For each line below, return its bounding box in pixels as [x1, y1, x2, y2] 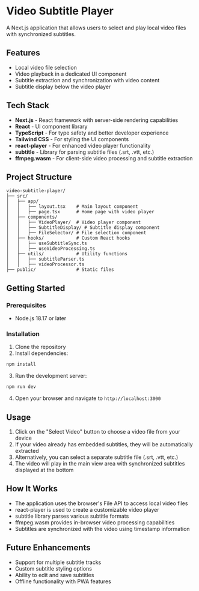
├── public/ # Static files [6, 267, 114, 273]
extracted [14, 447, 39, 454]
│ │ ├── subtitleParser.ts [6, 256, 85, 262]
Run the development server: [14, 372, 87, 380]
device [14, 434, 32, 441]
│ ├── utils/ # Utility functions [6, 251, 128, 257]
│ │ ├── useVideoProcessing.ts [6, 246, 96, 252]
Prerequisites [6, 301, 46, 309]
